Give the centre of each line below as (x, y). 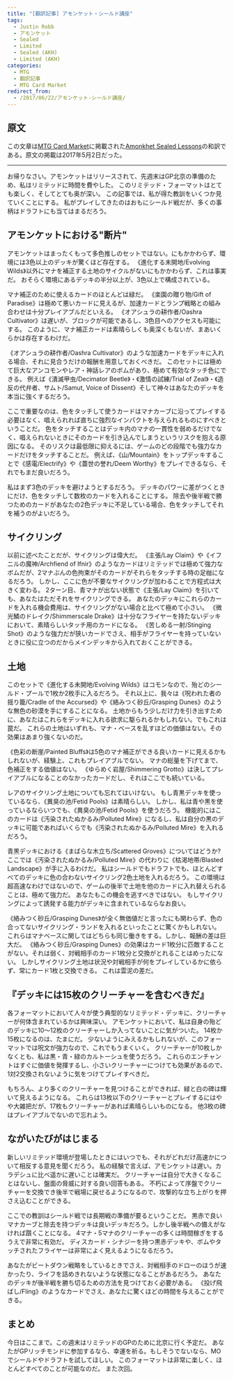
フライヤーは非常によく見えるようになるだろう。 (107, 1250)
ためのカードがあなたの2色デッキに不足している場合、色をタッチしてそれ (118, 504)
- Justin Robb (34, 27)
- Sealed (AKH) (36, 53)
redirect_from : (29, 91)
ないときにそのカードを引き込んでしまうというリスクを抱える (132, 437)
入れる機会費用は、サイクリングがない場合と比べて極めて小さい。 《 (118, 608)
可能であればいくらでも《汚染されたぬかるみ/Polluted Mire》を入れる (125, 828)
